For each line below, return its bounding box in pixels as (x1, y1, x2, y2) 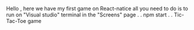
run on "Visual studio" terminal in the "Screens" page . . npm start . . (6, 11, 173, 18)
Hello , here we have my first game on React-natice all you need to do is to (6, 5, 189, 12)
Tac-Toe (6, 18, 27, 24)
